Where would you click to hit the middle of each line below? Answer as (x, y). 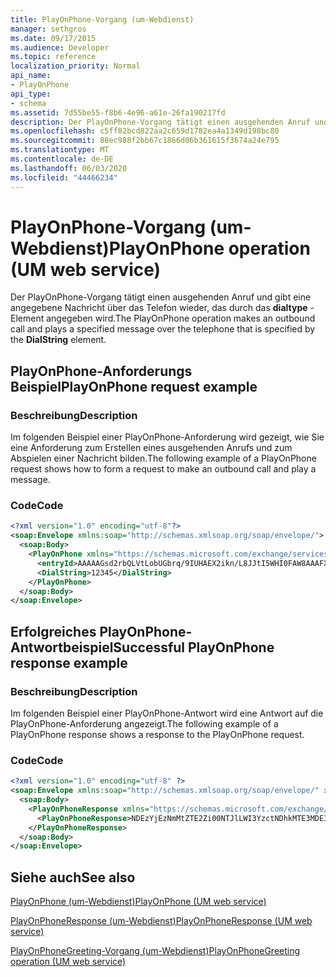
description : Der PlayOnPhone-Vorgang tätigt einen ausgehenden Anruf (160, 122)
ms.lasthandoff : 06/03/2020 (69, 168)
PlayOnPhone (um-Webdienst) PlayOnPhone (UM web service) (138, 902)
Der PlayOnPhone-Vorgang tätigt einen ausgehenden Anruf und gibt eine (161, 297)
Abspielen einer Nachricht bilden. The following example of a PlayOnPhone (163, 458)
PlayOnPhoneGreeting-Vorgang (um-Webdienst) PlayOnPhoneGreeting (155, 951)
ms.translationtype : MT (60, 150)
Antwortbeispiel (62, 647)
